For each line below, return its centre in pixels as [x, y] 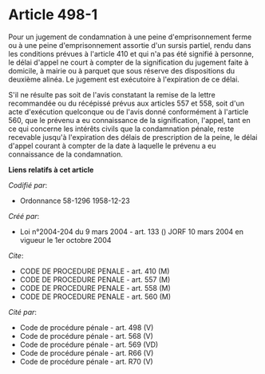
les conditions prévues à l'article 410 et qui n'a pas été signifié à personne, [131, 54]
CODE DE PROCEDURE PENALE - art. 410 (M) [95, 271]
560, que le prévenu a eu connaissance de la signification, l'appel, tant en [129, 120]
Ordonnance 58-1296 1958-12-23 [75, 201]
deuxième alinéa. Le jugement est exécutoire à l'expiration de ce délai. [124, 79]
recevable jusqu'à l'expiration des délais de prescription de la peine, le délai [133, 137]
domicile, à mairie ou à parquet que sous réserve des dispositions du [122, 70]
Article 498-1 [53, 15]
